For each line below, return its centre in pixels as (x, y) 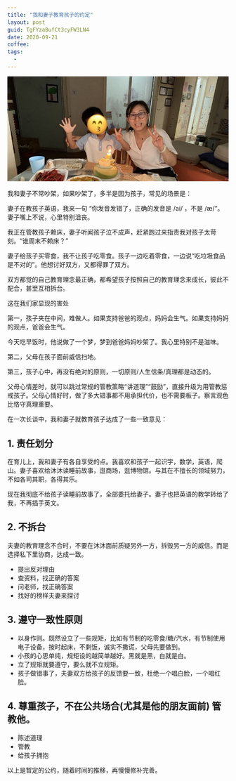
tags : (15, 52)
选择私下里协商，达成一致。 (47, 554)
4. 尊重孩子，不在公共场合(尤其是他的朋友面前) (109, 706)
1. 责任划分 (31, 444)
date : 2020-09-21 (33, 37)
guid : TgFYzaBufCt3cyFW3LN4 (48, 29)
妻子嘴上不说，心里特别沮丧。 (50, 217)
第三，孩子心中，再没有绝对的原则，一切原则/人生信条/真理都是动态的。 (111, 372)
